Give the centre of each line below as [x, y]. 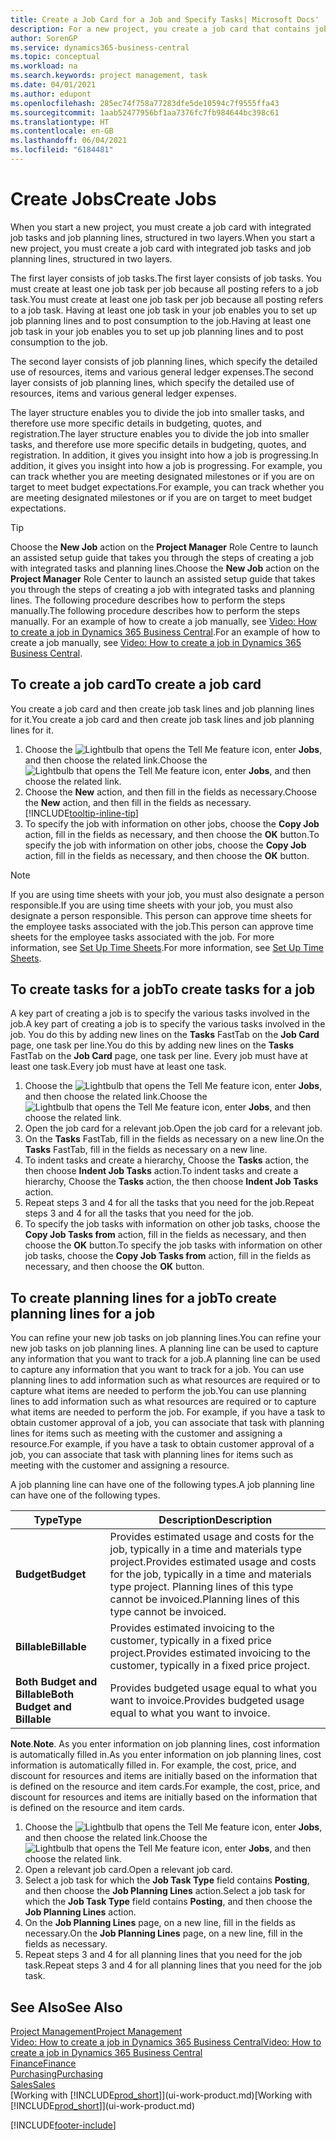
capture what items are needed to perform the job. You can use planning [158, 1391]
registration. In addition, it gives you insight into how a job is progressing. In [164, 455]
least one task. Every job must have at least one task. [118, 1067]
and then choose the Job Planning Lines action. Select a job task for [165, 1891]
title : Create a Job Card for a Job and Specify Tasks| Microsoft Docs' [165, 19]
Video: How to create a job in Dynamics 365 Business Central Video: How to [166, 2042]
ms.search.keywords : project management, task [109, 76]
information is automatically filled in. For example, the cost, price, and [153, 1765]
